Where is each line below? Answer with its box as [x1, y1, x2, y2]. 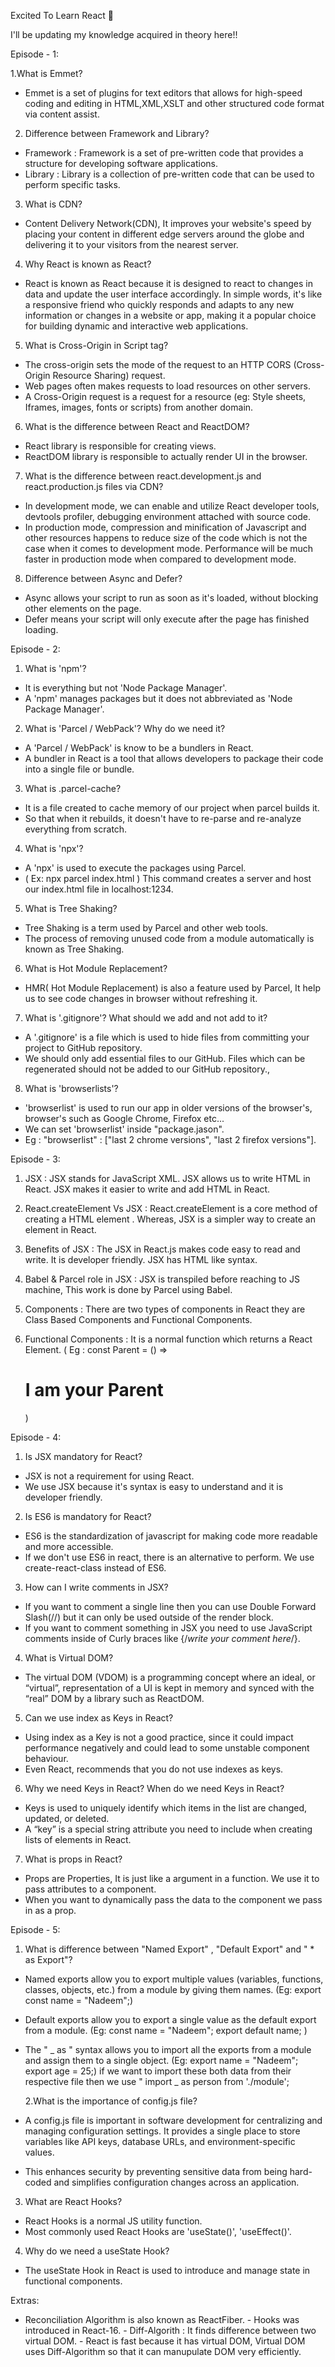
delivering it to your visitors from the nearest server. [24, 239, 239, 250]
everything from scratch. [24, 823, 128, 835]
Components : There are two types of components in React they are [24, 1303, 306, 1315]
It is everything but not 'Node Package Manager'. [24, 682, 228, 694]
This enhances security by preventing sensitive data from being [24, 2165, 288, 2177]
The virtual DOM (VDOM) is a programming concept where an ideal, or [24, 1671, 316, 1683]
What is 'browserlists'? [24, 1083, 119, 1094]
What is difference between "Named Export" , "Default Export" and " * [24, 1943, 315, 1955]
